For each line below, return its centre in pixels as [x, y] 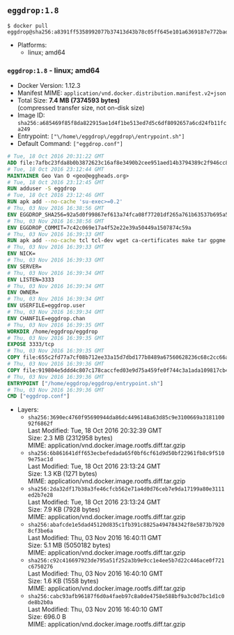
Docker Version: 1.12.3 [49, 86]
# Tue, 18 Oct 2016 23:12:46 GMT [56, 195]
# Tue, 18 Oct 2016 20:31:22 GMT [56, 156]
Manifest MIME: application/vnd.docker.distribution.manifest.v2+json [122, 93]
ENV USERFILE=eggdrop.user [46, 306]
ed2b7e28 [40, 495]
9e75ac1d [40, 460]
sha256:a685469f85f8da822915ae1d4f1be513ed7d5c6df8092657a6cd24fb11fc [122, 124]
